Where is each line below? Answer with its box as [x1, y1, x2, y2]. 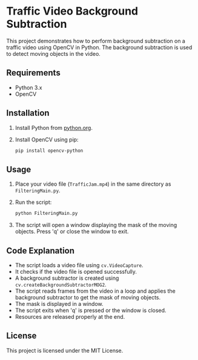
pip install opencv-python [15, 148, 84, 154]
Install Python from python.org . [15, 124, 93, 131]
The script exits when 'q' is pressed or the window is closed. [15, 307, 167, 314]
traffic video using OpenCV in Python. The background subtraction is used [6, 44, 193, 51]
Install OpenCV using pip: [15, 135, 79, 143]
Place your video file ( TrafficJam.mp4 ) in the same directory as [15, 180, 171, 188]
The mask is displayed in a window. [15, 300, 104, 307]
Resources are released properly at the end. [15, 313, 125, 320]
